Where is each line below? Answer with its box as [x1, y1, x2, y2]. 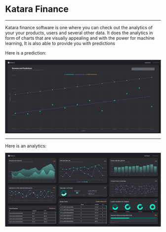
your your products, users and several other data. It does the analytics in [5, 30, 153, 36]
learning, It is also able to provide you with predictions [5, 40, 115, 46]
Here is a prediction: [5, 50, 46, 56]
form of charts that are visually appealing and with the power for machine [5, 35, 155, 41]
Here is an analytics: [5, 143, 47, 149]
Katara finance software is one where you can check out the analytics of [5, 24, 153, 30]
